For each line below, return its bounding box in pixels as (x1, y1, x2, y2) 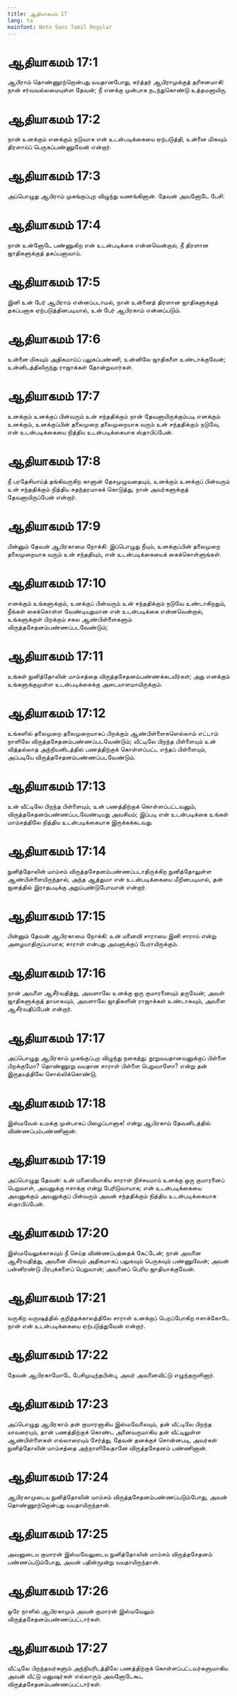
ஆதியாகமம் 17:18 (7, 1095, 106, 1111)
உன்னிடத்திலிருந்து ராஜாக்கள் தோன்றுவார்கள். (7, 363, 133, 371)
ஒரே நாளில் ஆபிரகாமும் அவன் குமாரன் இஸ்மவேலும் (7, 1607, 154, 1615)
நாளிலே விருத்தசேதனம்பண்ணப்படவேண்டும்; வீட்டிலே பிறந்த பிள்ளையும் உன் (7, 737, 216, 745)
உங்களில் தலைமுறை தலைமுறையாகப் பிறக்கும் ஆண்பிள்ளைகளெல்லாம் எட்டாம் (7, 729, 219, 737)
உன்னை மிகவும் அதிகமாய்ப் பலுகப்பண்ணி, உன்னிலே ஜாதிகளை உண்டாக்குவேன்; (7, 355, 226, 363)
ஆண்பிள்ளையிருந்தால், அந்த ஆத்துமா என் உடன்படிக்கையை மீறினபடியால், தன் (7, 875, 223, 883)
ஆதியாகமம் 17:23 (7, 1396, 109, 1412)
